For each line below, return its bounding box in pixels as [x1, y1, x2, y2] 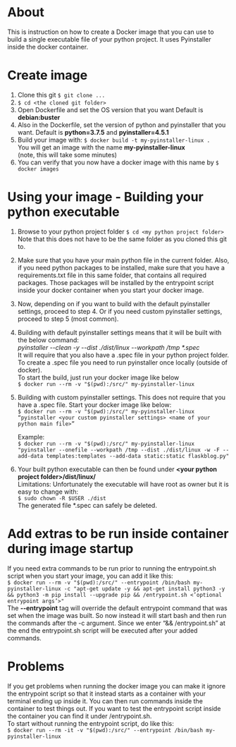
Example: [17, 432, 45, 441]
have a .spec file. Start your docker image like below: [17, 400, 172, 409]
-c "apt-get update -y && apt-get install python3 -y [63, 585, 225, 593]
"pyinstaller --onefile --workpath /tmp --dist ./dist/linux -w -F [17, 446, 220, 454]
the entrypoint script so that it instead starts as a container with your [7, 689, 206, 698]
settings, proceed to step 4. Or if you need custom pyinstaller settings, [17, 307, 223, 315]
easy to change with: [17, 487, 79, 496]
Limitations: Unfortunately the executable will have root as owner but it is [17, 480, 229, 488]
